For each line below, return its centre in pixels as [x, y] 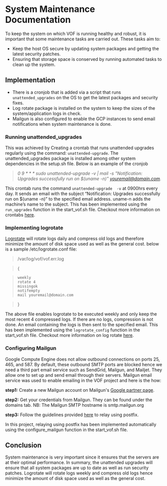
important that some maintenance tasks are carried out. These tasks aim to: [83, 39]
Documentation [38, 20]
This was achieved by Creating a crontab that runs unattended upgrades [80, 148]
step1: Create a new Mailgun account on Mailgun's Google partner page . [80, 390]
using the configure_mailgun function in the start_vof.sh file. [67, 430]
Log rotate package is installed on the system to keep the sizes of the [84, 108]
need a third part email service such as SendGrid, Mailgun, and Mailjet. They [84, 370]
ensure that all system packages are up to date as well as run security [77, 468]
